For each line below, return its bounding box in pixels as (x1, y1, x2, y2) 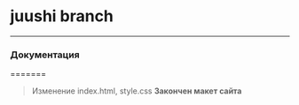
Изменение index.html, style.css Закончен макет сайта (31, 86, 242, 96)
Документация (10, 49, 80, 61)
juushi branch (10, 6, 114, 26)
